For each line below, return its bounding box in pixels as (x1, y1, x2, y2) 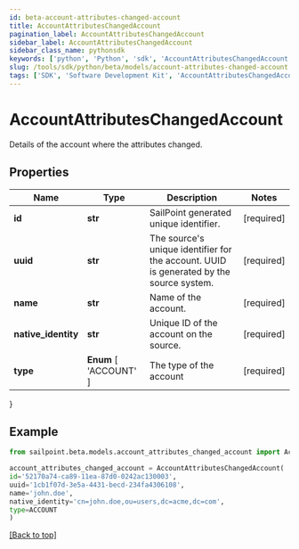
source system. (149, 276, 214, 289)
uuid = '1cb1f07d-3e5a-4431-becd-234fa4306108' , (9, 480, 185, 489)
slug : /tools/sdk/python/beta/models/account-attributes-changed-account (9, 63, 289, 72)
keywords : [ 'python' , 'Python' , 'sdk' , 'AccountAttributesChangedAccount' (9, 54, 293, 63)
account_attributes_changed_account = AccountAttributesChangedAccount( (9, 464, 285, 473)
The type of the (149, 358, 214, 371)
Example (9, 424, 59, 439)
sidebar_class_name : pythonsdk (9, 46, 125, 55)
